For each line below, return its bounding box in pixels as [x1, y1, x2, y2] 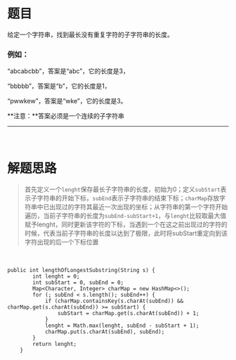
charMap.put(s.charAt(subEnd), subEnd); [44, 328, 165, 335]
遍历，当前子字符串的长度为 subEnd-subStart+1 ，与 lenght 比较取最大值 [24, 212, 227, 220]
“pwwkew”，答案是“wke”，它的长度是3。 [7, 97, 127, 105]
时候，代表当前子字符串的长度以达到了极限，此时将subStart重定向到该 [24, 229, 228, 238]
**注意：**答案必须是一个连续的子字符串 [7, 112, 125, 120]
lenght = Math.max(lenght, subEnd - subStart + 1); [44, 322, 199, 330]
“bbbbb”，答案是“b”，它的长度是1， [7, 82, 111, 91]
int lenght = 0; [32, 273, 80, 281]
